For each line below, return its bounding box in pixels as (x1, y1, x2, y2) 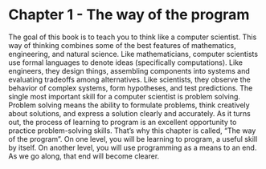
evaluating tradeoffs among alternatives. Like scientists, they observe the (8, 74, 252, 84)
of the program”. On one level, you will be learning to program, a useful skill (8, 134, 258, 143)
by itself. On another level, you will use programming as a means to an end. (8, 143, 257, 152)
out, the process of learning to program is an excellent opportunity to (8, 117, 237, 127)
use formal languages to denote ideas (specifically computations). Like (8, 58, 243, 67)
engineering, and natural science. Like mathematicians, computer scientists (8, 49, 259, 58)
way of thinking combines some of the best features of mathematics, (8, 40, 236, 50)
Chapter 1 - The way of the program (8, 6, 250, 24)
